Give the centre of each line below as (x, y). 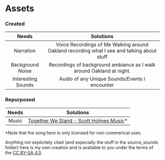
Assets (20, 9)
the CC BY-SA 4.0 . (24, 153)
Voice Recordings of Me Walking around (102, 45)
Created (15, 24)
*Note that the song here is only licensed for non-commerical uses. (73, 133)
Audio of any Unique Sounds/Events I (102, 79)
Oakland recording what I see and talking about (102, 51)
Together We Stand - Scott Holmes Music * (78, 120)
